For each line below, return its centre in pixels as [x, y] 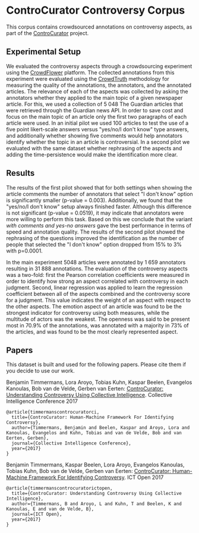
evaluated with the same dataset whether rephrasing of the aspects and [94, 148]
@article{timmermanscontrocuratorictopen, [59, 488]
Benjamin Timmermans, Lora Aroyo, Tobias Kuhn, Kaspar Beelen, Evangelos [99, 382]
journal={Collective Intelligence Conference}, [72, 443]
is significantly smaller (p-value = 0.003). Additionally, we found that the [94, 200]
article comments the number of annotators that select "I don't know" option [99, 194]
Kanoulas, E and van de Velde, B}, [50, 509]
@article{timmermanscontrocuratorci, [53, 412]
